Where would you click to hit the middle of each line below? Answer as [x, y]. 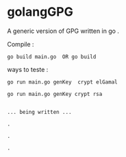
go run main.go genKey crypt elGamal [62, 82]
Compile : [21, 44]
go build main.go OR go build [52, 57]
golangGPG [40, 12]
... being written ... [39, 112]
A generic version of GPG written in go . [63, 31]
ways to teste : [28, 69]
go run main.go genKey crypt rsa [55, 94]
